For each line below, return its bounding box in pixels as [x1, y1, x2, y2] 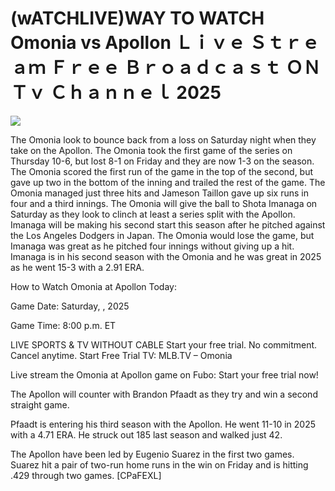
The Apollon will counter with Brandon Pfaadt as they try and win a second [10, 388, 318, 400]
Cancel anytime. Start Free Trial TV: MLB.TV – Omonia [10, 349, 233, 361]
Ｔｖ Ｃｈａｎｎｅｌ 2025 [10, 82, 222, 104]
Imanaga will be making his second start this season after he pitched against [10, 218, 326, 231]
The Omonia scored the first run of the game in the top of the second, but [10, 165, 314, 177]
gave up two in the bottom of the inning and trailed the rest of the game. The [10, 176, 326, 188]
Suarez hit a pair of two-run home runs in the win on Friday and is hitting [10, 458, 309, 471]
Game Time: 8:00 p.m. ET [10, 319, 117, 331]
